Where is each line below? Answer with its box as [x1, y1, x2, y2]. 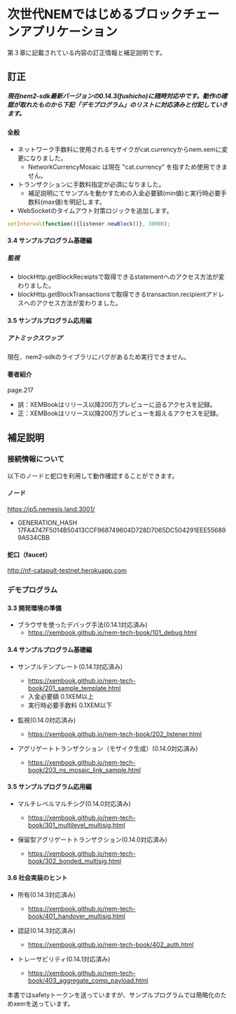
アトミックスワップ [7, 333, 63, 342]
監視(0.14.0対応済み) [17, 716, 76, 724]
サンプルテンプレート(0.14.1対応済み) [17, 662, 123, 671]
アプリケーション [20, 24, 118, 40]
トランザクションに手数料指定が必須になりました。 [17, 180, 165, 188]
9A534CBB [17, 534, 50, 541]
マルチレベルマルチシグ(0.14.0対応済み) [17, 799, 132, 807]
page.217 [7, 386, 34, 394]
